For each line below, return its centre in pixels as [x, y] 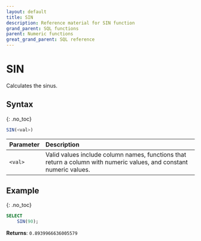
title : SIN [20, 17]
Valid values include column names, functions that [116, 154]
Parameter [25, 144]
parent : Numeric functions [40, 34]
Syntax [20, 104]
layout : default [26, 12]
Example [23, 191]
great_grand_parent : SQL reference [51, 39]
